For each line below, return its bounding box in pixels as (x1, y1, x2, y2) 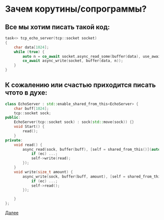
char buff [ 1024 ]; (14, 106, 49, 111)
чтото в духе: (5, 89, 48, 97)
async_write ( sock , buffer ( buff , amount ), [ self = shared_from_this (22, 174, 163, 179)
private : (5, 138, 23, 142)
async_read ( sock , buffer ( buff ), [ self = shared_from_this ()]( (22, 147, 152, 152)
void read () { (14, 142, 42, 147)
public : (5, 115, 21, 120)
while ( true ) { (14, 49, 45, 54)
